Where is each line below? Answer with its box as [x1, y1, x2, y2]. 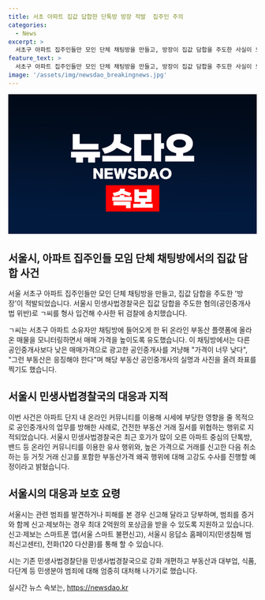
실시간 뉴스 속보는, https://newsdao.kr [8, 583, 129, 592]
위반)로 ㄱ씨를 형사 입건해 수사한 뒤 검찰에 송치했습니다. [16, 309, 188, 318]
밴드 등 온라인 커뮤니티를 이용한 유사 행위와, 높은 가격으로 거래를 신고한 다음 [8, 442, 242, 452]
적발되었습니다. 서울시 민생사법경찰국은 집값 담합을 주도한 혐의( [24, 298, 219, 308]
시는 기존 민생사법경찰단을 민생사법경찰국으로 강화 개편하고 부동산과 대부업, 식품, [8, 556, 257, 565]
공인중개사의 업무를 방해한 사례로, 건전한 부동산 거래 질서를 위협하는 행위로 [16, 422, 246, 432]
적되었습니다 [8, 432, 47, 441]
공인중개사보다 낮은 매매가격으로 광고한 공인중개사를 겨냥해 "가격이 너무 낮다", [8, 345, 248, 354]
